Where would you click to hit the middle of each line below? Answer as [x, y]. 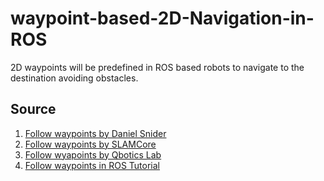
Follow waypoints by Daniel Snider [95, 133]
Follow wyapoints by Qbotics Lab [93, 154]
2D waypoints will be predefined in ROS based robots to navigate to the [157, 67]
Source [33, 109]
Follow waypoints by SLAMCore [90, 144]
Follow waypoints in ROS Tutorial [92, 165]
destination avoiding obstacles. [74, 78]
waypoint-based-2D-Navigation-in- [162, 18]
